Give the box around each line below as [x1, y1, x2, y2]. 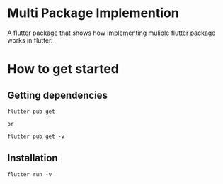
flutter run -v [7, 171, 52, 178]
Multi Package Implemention [7, 5, 179, 21]
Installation [7, 152, 58, 164]
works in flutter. [7, 36, 53, 44]
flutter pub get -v [7, 133, 65, 140]
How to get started [7, 61, 119, 77]
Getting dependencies [7, 89, 108, 101]
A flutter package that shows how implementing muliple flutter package [7, 28, 216, 37]
